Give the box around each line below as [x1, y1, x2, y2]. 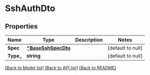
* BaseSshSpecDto [26, 45, 71, 51]
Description [75, 37, 103, 43]
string [26, 53, 41, 59]
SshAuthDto [5, 3, 55, 14]
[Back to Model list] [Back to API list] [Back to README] [5, 65, 117, 71]
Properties [5, 22, 38, 30]
